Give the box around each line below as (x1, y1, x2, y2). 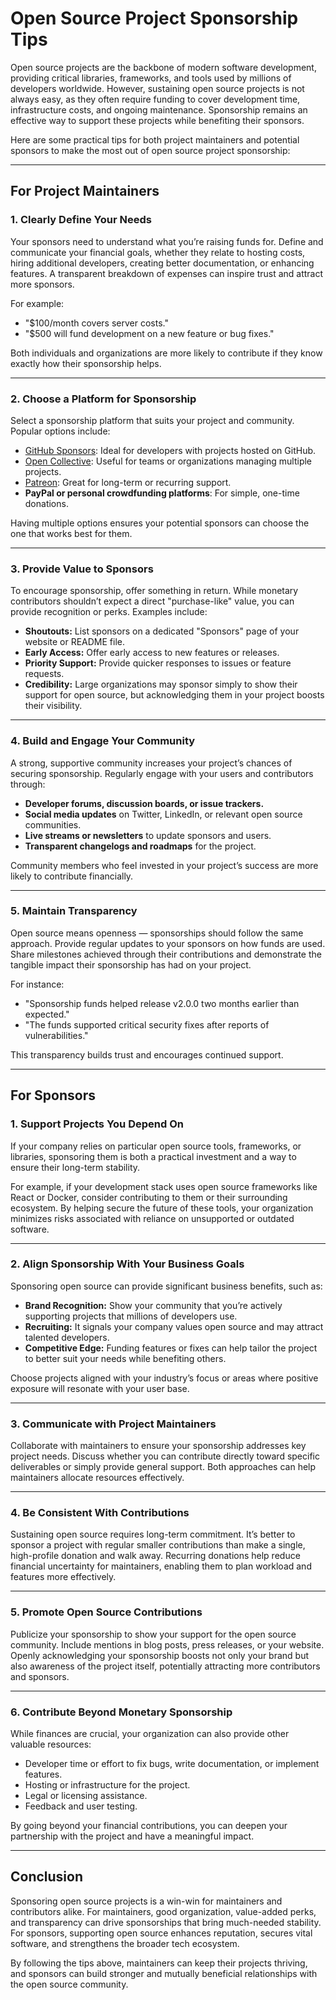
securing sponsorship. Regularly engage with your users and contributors (10, 767, 314, 779)
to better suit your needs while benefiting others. (24, 1352, 227, 1364)
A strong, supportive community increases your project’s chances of (10, 757, 293, 769)
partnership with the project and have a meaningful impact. (10, 1830, 255, 1842)
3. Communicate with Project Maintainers (10, 1417, 217, 1431)
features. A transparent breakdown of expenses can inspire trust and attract (10, 267, 324, 279)
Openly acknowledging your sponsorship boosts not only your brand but (10, 1649, 310, 1661)
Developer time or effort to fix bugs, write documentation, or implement (24, 1757, 320, 1769)
